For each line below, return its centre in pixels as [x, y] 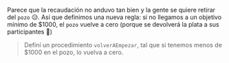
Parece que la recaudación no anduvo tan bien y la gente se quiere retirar [111, 10]
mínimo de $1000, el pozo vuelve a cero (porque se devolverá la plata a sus [113, 24]
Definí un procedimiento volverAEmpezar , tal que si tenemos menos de [123, 45]
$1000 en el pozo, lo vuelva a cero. [74, 52]
